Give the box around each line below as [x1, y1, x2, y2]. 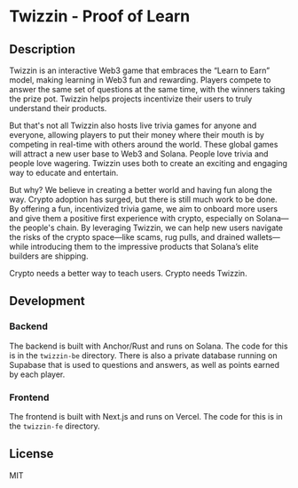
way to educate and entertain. [9, 167, 119, 178]
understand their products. [9, 103, 107, 113]
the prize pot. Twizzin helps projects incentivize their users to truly [9, 93, 253, 104]
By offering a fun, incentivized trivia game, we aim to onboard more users [9, 204, 278, 214]
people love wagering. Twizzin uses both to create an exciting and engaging [9, 158, 288, 168]
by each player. [9, 369, 66, 380]
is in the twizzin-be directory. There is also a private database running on [9, 349, 278, 361]
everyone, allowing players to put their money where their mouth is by [9, 130, 264, 140]
